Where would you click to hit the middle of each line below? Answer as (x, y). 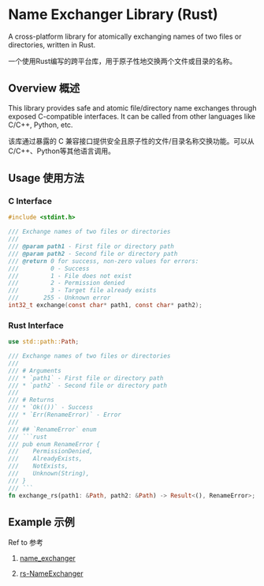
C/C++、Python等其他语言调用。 (62, 151)
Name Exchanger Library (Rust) (113, 15)
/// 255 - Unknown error (59, 298)
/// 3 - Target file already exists (82, 291)
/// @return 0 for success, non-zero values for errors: (104, 261)
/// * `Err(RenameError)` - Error (65, 415)
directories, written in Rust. (52, 44)
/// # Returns (32, 400)
